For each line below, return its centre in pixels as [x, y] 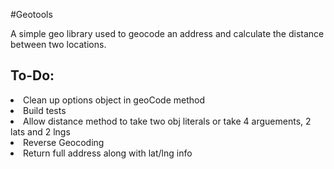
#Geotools [31, 14]
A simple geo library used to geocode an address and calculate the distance [167, 33]
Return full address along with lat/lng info [108, 153]
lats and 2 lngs [40, 131]
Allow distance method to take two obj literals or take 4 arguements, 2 [167, 121]
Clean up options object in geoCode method [114, 100]
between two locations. [58, 44]
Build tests [45, 110]
